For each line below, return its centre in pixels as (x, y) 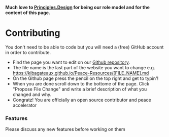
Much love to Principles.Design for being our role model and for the (77, 7)
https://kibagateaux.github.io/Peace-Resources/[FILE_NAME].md (81, 73)
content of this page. (28, 13)
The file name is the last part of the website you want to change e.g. (84, 67)
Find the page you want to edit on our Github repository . (71, 62)
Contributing (33, 33)
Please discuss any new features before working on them (65, 129)
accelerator (25, 105)
